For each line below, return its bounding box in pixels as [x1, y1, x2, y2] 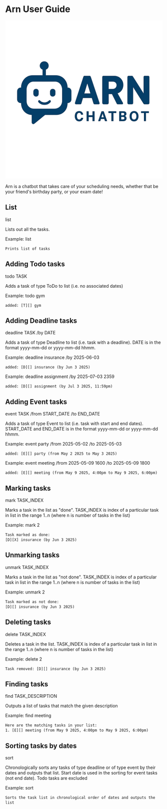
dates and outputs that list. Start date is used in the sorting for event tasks [5, 770, 157, 776]
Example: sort [5, 785, 34, 791]
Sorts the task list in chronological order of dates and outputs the [5, 795, 155, 800]
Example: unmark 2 [5, 589, 45, 595]
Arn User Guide [5, 4, 70, 15]
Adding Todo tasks [5, 260, 65, 269]
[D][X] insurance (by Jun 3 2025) [5, 537, 77, 542]
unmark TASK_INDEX [5, 564, 49, 570]
